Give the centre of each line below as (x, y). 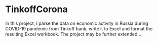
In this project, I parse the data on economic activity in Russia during (77, 23)
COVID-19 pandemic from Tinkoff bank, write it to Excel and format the (79, 28)
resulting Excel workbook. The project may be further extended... (73, 34)
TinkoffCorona (37, 9)
